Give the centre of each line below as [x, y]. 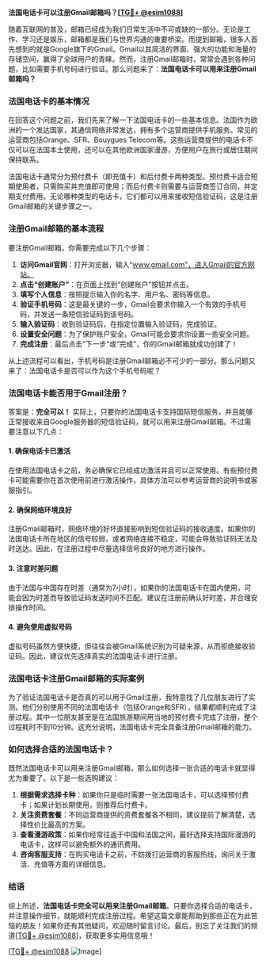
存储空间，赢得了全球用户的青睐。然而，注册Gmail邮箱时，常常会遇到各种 [129, 59]
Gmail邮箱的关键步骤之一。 [52, 206]
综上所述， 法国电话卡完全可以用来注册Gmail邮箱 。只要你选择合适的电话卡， [132, 905]
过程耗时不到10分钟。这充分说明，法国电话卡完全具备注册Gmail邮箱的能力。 [132, 727]
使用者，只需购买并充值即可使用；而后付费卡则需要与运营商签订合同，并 [133, 186]
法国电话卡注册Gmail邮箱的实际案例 [76, 679]
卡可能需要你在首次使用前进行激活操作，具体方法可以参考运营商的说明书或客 [133, 480]
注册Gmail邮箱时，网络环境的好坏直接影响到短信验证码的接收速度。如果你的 [132, 529]
